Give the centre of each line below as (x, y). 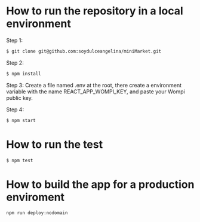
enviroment (35, 197)
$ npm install (24, 74)
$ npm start (21, 120)
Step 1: (14, 40)
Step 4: (15, 110)
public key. (19, 98)
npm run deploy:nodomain (37, 213)
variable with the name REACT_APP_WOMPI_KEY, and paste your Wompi (96, 92)
